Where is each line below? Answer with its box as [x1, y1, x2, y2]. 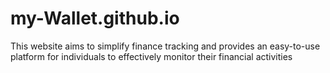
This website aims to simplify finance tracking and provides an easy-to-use [10, 40, 321, 52]
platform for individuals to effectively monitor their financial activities [10, 50, 293, 62]
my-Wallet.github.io [10, 7, 180, 30]
